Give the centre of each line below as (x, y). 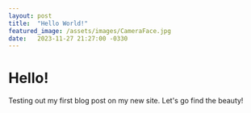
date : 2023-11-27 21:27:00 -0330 (68, 38)
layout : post (30, 16)
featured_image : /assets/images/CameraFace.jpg (90, 31)
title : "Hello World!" (48, 23)
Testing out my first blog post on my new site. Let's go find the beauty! (126, 101)
